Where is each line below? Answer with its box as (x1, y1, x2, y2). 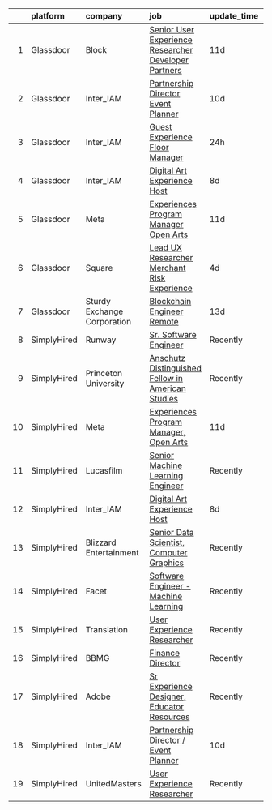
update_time (209, 11, 259, 21)
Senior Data (149, 527, 194, 538)
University (85, 378, 125, 388)
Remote (149, 316, 179, 327)
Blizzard (85, 537, 117, 548)
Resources (149, 711, 190, 722)
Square (85, 263, 113, 273)
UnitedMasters (85, 778, 142, 789)
